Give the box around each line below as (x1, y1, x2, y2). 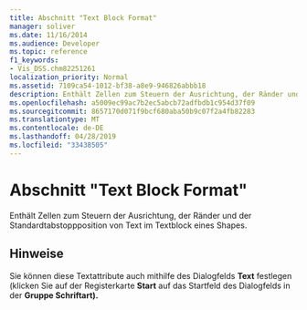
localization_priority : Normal (9, 73, 129, 82)
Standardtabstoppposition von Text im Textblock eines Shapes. (9, 220, 248, 231)
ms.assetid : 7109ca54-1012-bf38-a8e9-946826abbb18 (9, 81, 206, 90)
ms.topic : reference (9, 47, 89, 57)
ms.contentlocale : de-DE (9, 124, 104, 133)
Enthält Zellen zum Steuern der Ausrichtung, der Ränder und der (9, 210, 252, 221)
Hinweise (9, 246, 64, 262)
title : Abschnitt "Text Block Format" (9, 13, 157, 23)
